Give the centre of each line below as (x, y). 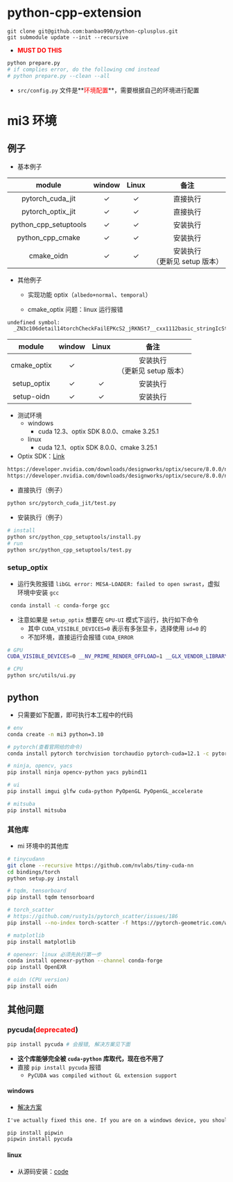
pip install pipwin (35, 1133)
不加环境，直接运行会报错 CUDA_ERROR (80, 637)
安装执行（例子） (42, 517)
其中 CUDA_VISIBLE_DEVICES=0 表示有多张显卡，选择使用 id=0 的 (117, 628)
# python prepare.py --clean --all (59, 76)
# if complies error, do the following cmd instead (83, 69)
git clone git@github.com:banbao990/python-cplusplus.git (93, 31)
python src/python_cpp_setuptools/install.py (74, 537)
